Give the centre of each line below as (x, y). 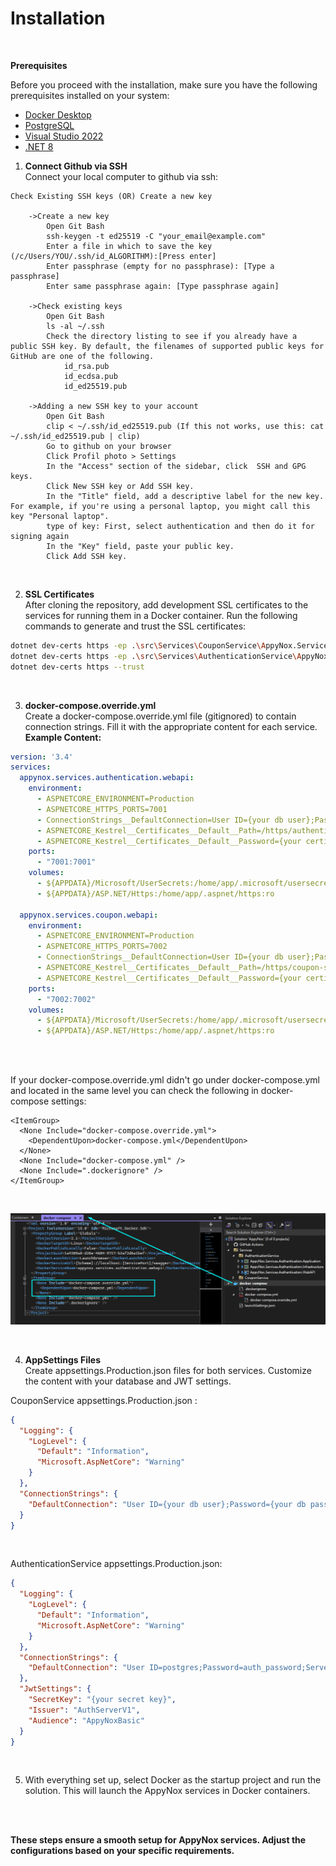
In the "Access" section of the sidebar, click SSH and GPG (176, 466)
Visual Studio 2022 (64, 136)
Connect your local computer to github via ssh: (121, 176)
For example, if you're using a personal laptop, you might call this (160, 506)
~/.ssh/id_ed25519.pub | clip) (75, 436)
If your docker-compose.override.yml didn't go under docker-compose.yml (165, 1080)
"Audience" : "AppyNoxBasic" (86, 1720)
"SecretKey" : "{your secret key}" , (102, 1700)
